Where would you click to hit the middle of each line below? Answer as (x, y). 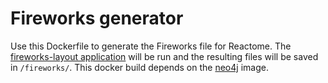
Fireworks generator (97, 18)
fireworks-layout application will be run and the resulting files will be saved (164, 56)
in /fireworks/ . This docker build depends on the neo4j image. (139, 67)
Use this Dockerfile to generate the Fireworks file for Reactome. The (151, 46)
